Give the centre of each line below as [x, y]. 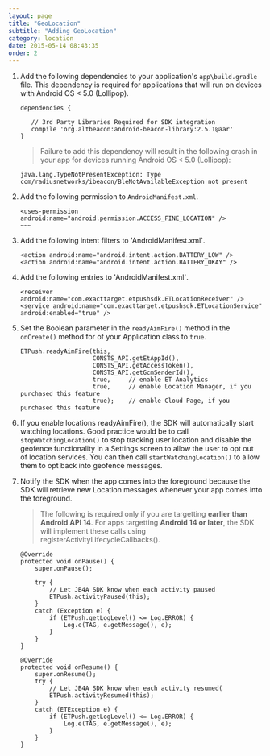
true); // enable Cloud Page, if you [161, 401]
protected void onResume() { [69, 667]
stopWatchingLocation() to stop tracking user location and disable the [136, 440]
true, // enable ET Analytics [150, 380]
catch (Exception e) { [73, 611]
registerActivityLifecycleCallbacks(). [100, 540]
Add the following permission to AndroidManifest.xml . [109, 197]
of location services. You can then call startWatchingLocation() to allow [140, 457]
